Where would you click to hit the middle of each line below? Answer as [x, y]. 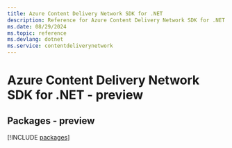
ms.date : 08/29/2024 [37, 26]
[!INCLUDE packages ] [39, 137]
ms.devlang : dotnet [35, 40]
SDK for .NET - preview [75, 95]
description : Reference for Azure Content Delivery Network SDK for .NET [116, 20]
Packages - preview [51, 121]
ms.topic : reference [37, 33]
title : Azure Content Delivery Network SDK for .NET [85, 14]
